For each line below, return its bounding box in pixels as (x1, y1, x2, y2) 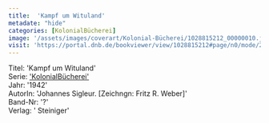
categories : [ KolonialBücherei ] (8, 26, 116, 34)
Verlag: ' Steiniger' (8, 105, 70, 116)
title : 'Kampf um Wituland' (8, 11, 106, 20)
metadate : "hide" (8, 19, 66, 27)
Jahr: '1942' (8, 81, 48, 90)
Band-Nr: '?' (8, 97, 49, 107)
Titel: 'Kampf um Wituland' (8, 63, 96, 73)
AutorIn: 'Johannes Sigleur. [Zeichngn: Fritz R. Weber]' (8, 89, 188, 98)
